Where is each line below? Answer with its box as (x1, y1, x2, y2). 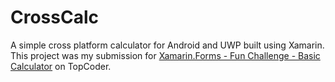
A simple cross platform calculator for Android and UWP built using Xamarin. (10, 39, 325, 51)
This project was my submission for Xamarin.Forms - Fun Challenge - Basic (10, 49, 321, 61)
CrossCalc (10, 6, 99, 29)
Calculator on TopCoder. (10, 60, 112, 72)
